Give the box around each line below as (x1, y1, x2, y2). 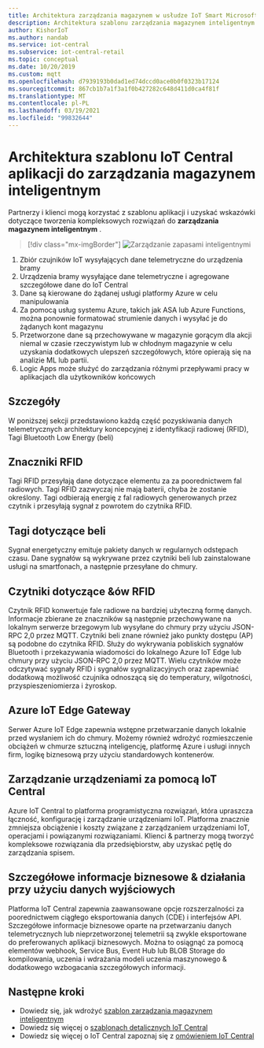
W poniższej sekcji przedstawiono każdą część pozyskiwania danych (8, 415, 233, 426)
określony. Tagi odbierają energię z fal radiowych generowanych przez (8, 493, 237, 503)
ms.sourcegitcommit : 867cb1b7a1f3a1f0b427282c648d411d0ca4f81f (8, 84, 220, 93)
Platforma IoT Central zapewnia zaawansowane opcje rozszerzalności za (8, 904, 244, 913)
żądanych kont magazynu (19, 321, 104, 331)
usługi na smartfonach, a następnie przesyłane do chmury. (8, 562, 198, 571)
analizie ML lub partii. (19, 355, 89, 365)
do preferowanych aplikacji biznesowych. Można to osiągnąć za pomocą (8, 937, 244, 946)
